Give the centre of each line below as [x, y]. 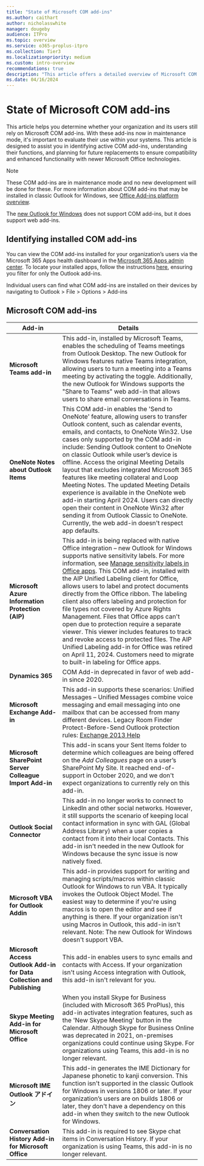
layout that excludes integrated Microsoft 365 [127, 470]
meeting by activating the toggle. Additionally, [127, 376]
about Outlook [30, 470]
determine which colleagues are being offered [128, 752]
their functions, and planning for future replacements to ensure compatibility [102, 153]
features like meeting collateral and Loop [120, 477]
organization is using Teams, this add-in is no [127, 1146]
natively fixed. [82, 861]
